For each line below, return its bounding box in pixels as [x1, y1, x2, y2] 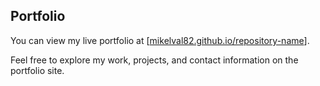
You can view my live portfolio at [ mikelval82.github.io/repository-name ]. [10, 34, 310, 46]
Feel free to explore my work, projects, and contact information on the [10, 54, 299, 66]
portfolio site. [10, 64, 65, 76]
